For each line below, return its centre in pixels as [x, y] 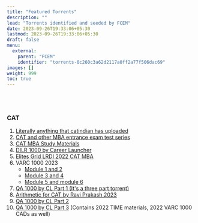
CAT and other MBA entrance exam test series [73, 137]
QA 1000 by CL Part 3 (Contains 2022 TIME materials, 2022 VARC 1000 [104, 207]
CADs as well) [33, 214]
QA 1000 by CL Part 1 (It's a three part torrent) [72, 188]
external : [24, 51]
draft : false [23, 40]
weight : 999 [22, 73]
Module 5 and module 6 [54, 182]
